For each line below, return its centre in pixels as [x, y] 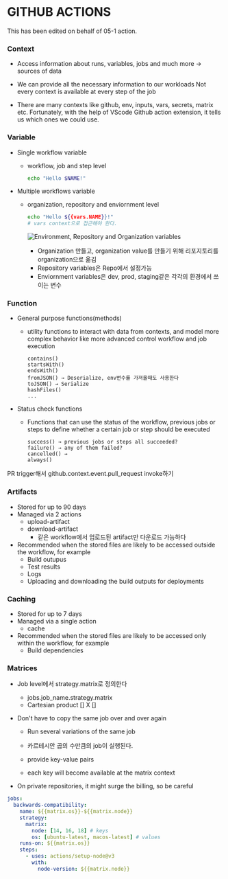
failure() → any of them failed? [75, 448]
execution [41, 346]
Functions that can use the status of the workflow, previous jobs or [121, 422]
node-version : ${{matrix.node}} [84, 869]
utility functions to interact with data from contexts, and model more [123, 332]
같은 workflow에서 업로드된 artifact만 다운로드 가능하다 [112, 537]
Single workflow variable [52, 152]
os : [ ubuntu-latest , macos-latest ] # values [96, 837]
